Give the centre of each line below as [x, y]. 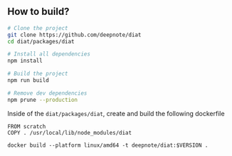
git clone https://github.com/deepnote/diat [74, 35]
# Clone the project [38, 28]
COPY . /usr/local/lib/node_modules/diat [70, 132]
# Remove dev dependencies [47, 93]
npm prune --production [43, 100]
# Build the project [38, 74]
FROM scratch [27, 126]
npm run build [28, 80]
